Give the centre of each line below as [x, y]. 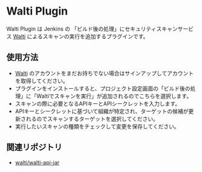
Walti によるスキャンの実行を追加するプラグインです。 [81, 36]
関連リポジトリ [34, 147]
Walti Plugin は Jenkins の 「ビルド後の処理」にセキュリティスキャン [92, 29]
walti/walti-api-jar [37, 162]
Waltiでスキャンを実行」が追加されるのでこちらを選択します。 [114, 96]
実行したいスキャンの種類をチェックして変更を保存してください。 [97, 126]
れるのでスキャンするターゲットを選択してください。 [92, 119]
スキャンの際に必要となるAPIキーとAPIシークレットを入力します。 [98, 103]
